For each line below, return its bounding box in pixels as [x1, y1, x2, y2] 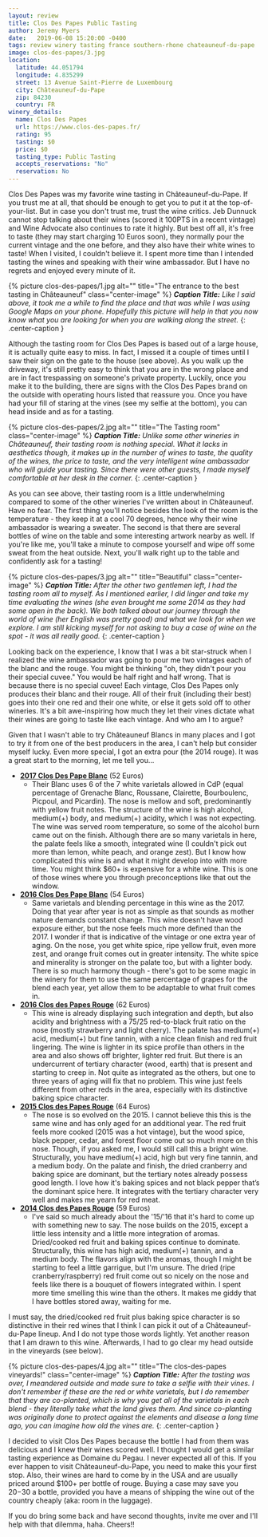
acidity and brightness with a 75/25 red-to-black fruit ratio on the [31, 1017, 246, 1026]
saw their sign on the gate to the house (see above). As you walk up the [8, 356, 244, 365]
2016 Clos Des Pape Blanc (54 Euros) [19, 890, 145, 899]
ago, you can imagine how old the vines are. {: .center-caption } [8, 1421, 219, 1430]
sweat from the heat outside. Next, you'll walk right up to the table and [8, 548, 239, 557]
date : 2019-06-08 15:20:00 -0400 [8, 34, 127, 42]
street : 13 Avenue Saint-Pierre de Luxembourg [15, 78, 173, 86]
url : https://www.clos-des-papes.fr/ [15, 123, 141, 131]
